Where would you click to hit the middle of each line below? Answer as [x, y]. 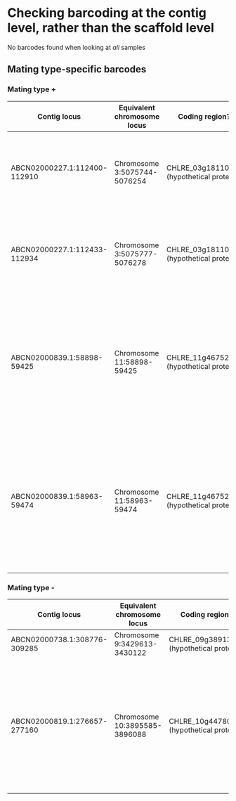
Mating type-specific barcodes [77, 69]
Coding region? [204, 116]
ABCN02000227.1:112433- [59, 249]
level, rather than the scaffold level [111, 28]
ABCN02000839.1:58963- [57, 496]
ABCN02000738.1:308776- [59, 639]
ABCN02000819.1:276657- [59, 721]
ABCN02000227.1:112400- [59, 168]
